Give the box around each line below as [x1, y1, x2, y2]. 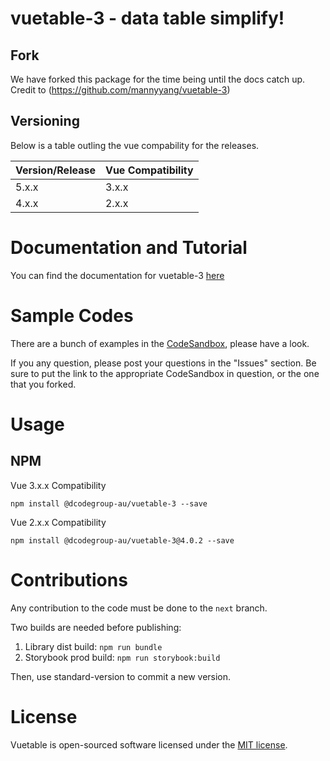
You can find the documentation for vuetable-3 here [10, 269, 225, 281]
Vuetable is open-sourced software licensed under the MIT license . [10, 738, 288, 751]
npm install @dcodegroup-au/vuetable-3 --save [10, 498, 208, 509]
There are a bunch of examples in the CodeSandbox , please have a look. [10, 337, 310, 349]
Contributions [10, 568, 128, 591]
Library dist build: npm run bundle [24, 640, 163, 652]
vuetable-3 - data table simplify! [10, 7, 285, 30]
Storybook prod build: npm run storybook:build [24, 651, 221, 663]
